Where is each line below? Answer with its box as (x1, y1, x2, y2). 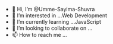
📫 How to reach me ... (11, 32, 67, 38)
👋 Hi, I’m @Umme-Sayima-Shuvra (11, 6, 95, 12)
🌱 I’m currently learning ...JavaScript (11, 18, 102, 25)
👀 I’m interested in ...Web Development (11, 12, 108, 19)
